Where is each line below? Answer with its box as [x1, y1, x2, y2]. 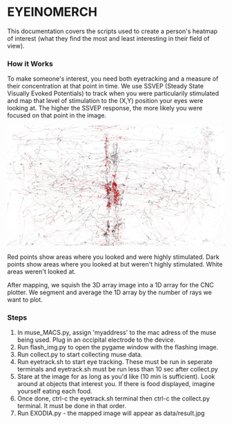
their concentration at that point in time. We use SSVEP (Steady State [7, 82, 204, 90]
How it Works [7, 59, 53, 68]
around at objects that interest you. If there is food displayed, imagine [17, 380, 215, 388]
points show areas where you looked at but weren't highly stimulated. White [7, 260, 223, 268]
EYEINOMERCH [7, 4, 98, 20]
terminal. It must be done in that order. [17, 402, 126, 410]
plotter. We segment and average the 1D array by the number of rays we [7, 288, 212, 296]
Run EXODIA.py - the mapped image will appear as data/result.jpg [17, 409, 205, 418]
